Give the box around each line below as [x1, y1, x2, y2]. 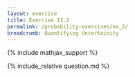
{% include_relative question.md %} [7, 62, 110, 70]
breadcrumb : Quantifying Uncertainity [7, 29, 119, 37]
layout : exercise [7, 10, 57, 17]
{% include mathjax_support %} [7, 49, 98, 57]
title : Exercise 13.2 [7, 17, 70, 24]
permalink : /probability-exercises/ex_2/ [7, 23, 129, 30]
